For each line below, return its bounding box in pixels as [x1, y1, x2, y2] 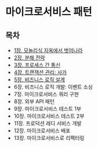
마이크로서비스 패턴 [5, 5, 92, 19]
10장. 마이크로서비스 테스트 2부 [13, 113, 85, 120]
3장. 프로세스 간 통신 [13, 62, 61, 68]
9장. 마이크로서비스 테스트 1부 [13, 106, 82, 112]
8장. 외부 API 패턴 [13, 98, 55, 105]
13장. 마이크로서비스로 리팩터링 [13, 135, 85, 141]
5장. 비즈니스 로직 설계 [13, 76, 65, 83]
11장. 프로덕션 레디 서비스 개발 [13, 120, 82, 127]
